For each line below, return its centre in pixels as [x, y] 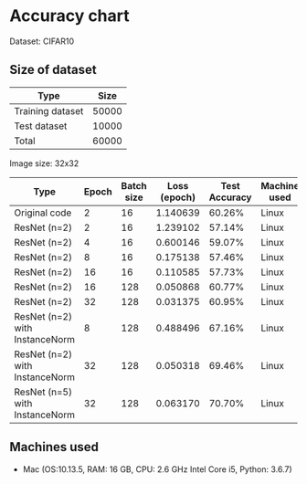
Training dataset [49, 110]
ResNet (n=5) [43, 392]
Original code [43, 213]
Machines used [54, 447]
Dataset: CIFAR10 [42, 41]
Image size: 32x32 [44, 163]
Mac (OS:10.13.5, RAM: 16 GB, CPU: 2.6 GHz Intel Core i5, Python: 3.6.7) [157, 469]
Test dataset [41, 126]
